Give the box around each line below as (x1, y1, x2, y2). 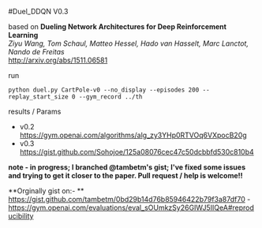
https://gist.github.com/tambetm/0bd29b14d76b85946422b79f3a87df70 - (8, 195, 251, 204)
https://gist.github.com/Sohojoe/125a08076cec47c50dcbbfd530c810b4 (19, 148, 254, 156)
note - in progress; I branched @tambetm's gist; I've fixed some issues (8, 163, 246, 172)
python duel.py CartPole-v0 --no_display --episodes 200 (8, 86, 200, 94)
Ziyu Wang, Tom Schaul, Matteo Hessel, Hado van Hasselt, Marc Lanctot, (8, 39, 249, 48)
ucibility (8, 211, 34, 220)
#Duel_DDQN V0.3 (8, 7, 69, 16)
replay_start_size (8, 93, 69, 101)
